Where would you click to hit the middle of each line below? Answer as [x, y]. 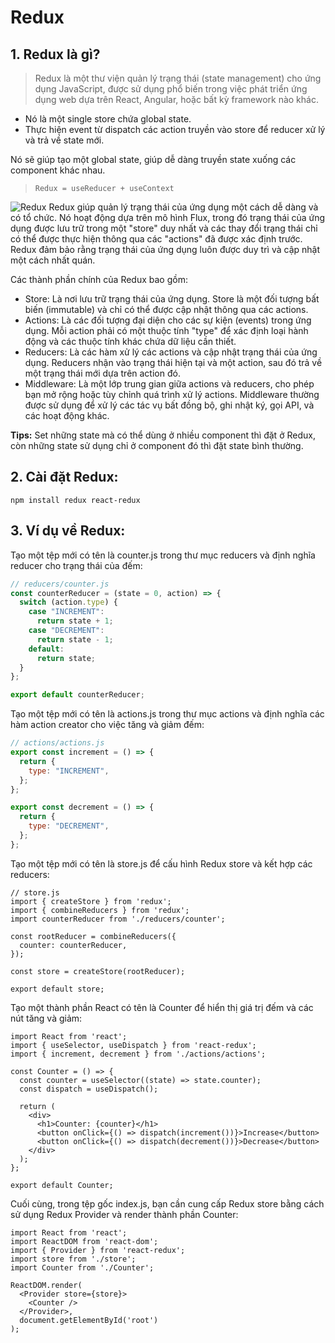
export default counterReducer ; [77, 695]
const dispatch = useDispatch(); [89, 1089]
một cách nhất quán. [53, 260]
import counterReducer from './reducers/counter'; [118, 919]
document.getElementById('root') [89, 1320]
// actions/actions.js [57, 743]
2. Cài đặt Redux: [64, 477]
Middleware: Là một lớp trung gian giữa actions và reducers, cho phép [169, 384]
